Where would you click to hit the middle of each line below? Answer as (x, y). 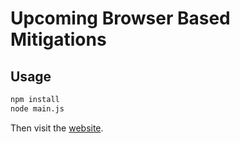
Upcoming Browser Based (120, 18)
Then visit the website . (57, 128)
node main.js (37, 108)
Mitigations (58, 39)
